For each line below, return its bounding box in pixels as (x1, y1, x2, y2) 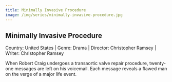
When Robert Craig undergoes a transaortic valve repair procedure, (5, 60, 148, 67)
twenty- (149, 60, 166, 67)
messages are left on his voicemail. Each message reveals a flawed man (14, 66, 167, 72)
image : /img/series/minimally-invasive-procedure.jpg (5, 12, 123, 17)
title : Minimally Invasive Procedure (5, 7, 86, 13)
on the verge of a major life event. (5, 71, 77, 77)
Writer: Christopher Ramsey (5, 50, 64, 56)
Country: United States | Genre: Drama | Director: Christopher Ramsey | (5, 45, 157, 51)
